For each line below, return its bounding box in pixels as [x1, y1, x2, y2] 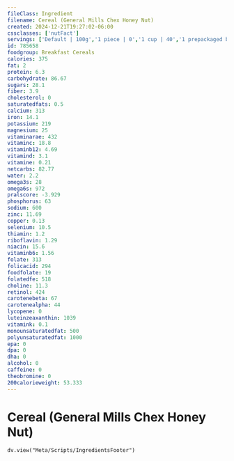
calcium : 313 [7, 107, 45, 114]
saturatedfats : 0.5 [7, 101, 64, 108]
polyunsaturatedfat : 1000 [7, 334, 82, 341]
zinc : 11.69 [7, 211, 42, 218]
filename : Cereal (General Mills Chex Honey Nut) [7, 17, 155, 24]
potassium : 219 [7, 120, 52, 127]
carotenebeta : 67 [7, 295, 58, 302]
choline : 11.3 [7, 282, 49, 289]
